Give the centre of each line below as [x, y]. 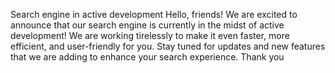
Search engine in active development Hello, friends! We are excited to [154, 14]
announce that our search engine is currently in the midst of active [147, 25]
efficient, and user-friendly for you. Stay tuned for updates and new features [168, 46]
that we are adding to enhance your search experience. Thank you [147, 57]
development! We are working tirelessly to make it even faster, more [150, 35]
